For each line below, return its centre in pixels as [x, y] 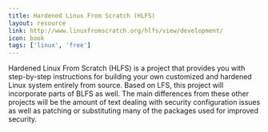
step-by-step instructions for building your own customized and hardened [130, 77]
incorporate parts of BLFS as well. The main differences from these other [129, 94]
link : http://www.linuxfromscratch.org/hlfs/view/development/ [116, 30]
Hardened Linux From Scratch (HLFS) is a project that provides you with [127, 68]
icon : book [26, 38]
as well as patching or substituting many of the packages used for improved [133, 111]
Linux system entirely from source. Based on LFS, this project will [116, 86]
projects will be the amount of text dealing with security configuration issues [134, 102]
